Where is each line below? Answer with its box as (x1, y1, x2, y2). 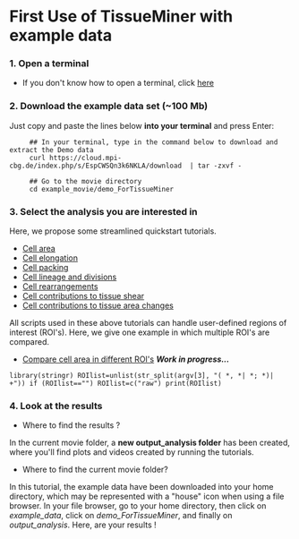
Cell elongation (21, 252, 79, 263)
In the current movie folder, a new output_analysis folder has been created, (9, 437, 291, 449)
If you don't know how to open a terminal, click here (21, 78, 215, 89)
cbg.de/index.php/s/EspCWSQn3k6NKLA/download (9, 161, 182, 170)
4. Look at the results (9, 400, 103, 412)
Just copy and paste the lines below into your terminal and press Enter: (9, 120, 275, 131)
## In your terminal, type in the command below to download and (29, 137, 278, 147)
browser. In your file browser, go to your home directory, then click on (9, 500, 267, 511)
